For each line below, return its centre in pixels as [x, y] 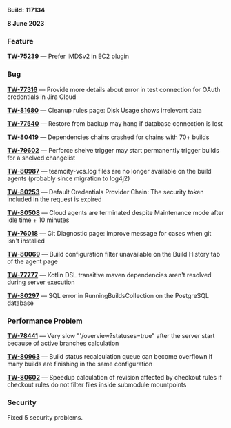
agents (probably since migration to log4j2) [69, 178]
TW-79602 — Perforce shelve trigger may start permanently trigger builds [113, 150]
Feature [20, 41]
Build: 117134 [26, 10]
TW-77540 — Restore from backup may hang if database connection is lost [115, 123]
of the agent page [33, 261]
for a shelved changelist [41, 158]
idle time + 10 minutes [38, 220]
